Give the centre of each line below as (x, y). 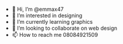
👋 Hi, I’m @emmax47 (38, 9)
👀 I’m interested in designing (47, 15)
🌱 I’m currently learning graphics (52, 22)
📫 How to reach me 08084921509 (55, 35)
